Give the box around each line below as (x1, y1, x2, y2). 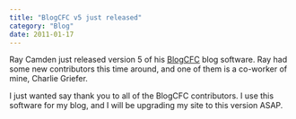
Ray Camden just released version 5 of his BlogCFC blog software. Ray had (9, 55, 288, 65)
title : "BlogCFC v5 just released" (9, 13, 143, 22)
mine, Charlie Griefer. (9, 73, 88, 84)
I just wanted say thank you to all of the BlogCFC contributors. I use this (9, 90, 274, 101)
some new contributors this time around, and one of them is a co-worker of (9, 64, 288, 74)
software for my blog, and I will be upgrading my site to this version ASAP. (9, 100, 283, 111)
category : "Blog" (9, 21, 74, 30)
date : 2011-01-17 (9, 30, 74, 38)
